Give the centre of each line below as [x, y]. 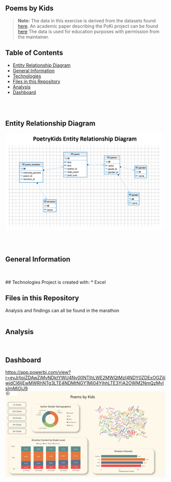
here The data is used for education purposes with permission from [89, 31]
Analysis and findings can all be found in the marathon [62, 310]
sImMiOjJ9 [17, 388]
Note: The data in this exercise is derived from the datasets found [87, 20]
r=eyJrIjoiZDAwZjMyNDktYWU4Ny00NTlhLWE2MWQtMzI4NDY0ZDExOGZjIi [85, 378]
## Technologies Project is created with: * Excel [55, 282]
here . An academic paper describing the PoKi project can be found [88, 26]
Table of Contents [34, 53]
